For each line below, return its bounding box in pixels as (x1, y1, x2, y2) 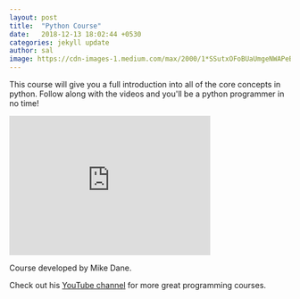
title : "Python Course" (9, 21, 102, 30)
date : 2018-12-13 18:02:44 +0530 (9, 29, 142, 38)
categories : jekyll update (9, 37, 110, 47)
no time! (9, 98, 40, 108)
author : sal (9, 46, 54, 55)
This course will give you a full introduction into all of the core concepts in (9, 79, 281, 89)
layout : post (9, 12, 58, 22)
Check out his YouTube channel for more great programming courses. (9, 280, 266, 290)
